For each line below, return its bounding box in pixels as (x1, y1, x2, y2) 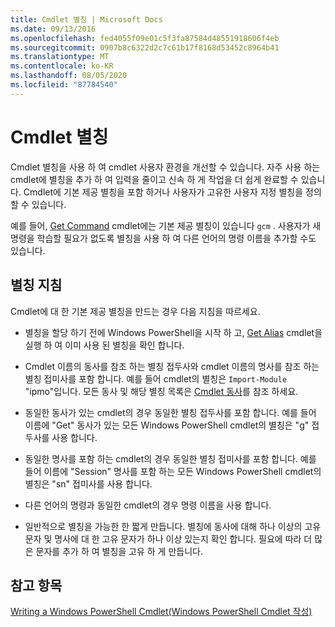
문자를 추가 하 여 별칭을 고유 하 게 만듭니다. (35, 545, 203, 557)
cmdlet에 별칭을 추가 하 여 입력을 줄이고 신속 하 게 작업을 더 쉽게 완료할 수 (10, 173, 299, 185)
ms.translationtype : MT (10, 52, 110, 62)
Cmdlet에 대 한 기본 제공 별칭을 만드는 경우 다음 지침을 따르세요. (10, 305, 261, 317)
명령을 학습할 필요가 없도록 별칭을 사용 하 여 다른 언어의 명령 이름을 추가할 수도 (10, 232, 317, 244)
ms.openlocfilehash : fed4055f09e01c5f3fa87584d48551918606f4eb (10, 33, 280, 43)
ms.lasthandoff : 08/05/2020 (10, 71, 128, 81)
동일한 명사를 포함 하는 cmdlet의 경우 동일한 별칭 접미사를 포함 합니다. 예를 (24, 452, 317, 465)
